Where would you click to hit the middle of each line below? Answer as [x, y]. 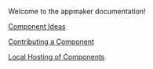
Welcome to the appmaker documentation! [77, 11]
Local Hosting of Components [56, 57]
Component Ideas [37, 26]
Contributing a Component [51, 42]
